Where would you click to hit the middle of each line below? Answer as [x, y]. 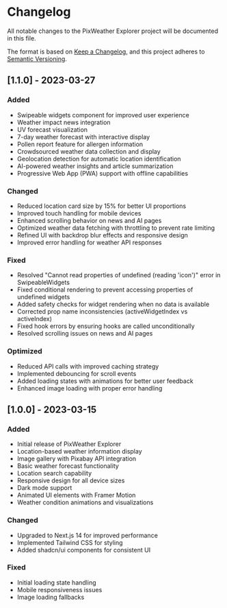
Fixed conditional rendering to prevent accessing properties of [105, 290]
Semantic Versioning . [37, 58]
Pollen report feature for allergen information [80, 144]
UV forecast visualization [52, 129]
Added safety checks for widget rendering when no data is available [113, 304]
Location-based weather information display [79, 452]
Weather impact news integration [64, 122]
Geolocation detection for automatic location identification [99, 159]
